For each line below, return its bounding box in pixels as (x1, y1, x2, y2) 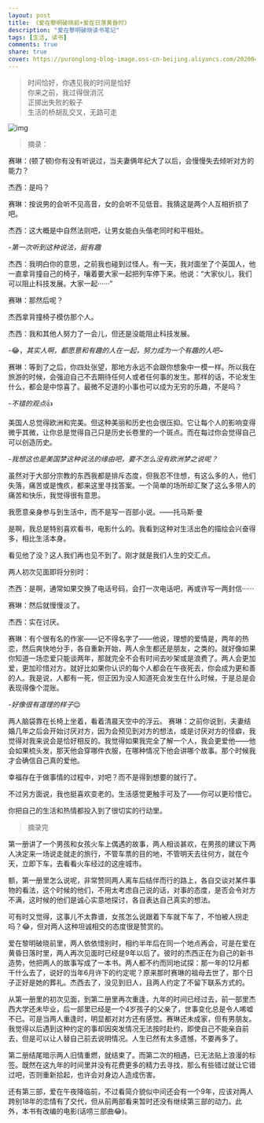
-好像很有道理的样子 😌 (8, 699, 81, 709)
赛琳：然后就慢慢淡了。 (8, 600, 84, 610)
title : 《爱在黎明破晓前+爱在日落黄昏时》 (8, 19, 130, 27)
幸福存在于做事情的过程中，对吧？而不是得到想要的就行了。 (8, 772, 201, 782)
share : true (8, 48, 47, 56)
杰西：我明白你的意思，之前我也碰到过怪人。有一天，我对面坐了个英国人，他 (8, 259, 256, 268)
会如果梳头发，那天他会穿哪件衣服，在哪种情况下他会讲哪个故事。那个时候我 (8, 746, 256, 755)
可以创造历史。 (8, 437, 57, 446)
